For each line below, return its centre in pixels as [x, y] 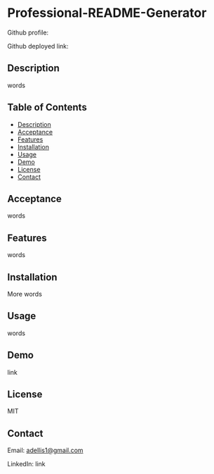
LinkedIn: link [26, 464]
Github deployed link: [38, 46]
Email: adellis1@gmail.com [45, 450]
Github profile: [28, 32]
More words [25, 294]
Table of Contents [47, 107]
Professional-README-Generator [107, 13]
